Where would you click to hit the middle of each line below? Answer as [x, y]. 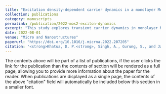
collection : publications [32, 14]
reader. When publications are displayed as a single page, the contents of [80, 76]
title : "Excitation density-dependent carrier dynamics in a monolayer [80, 10]
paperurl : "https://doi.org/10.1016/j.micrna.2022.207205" [67, 42]
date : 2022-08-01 [23, 33]
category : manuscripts [28, 19]
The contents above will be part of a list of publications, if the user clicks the [83, 60]
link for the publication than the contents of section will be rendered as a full [83, 66]
